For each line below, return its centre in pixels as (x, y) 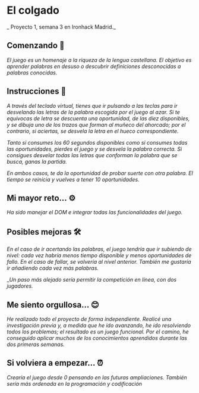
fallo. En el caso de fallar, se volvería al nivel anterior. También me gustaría (99, 262)
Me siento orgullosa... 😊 (53, 305)
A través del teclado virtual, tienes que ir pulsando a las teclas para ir (92, 105)
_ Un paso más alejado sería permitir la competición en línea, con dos (92, 280)
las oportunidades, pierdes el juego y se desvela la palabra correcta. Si (94, 149)
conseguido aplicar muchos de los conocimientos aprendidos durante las (97, 338)
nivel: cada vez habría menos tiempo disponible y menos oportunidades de (99, 255)
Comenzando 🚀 (36, 46)
